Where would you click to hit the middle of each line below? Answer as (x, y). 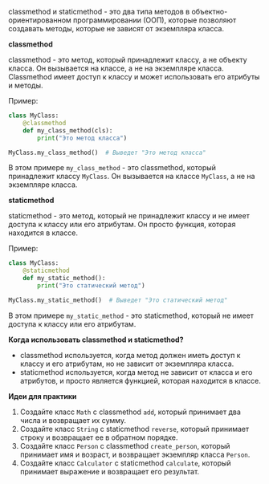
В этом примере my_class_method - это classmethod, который (112, 168)
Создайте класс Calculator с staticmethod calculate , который (125, 463)
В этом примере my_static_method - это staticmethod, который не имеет (131, 315)
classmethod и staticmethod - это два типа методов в (99, 12)
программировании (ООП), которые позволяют (155, 20)
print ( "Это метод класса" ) (82, 138)
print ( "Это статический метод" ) (92, 286)
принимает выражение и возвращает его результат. (110, 471)
